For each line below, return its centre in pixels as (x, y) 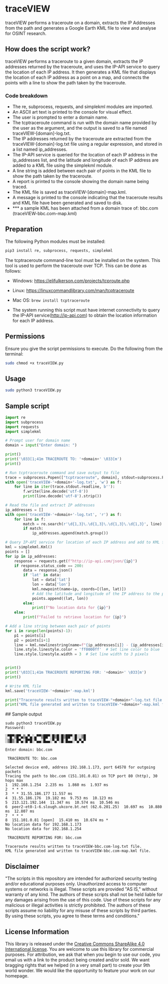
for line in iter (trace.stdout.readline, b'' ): (64, 487)
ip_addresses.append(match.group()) (70, 533)
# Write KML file (23, 686)
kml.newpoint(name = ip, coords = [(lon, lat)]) (79, 589)
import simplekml (23, 431)
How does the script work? (48, 49)
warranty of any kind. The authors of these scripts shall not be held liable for (84, 894)
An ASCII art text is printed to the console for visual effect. (72, 112)
